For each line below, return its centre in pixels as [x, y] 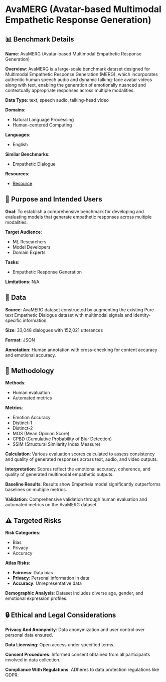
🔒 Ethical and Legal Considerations [61, 615]
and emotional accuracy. [31, 355]
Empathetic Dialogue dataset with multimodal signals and [73, 315]
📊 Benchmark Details [40, 39]
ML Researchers [29, 242]
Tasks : [12, 262]
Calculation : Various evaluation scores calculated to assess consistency [80, 454]
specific [14, 320]
